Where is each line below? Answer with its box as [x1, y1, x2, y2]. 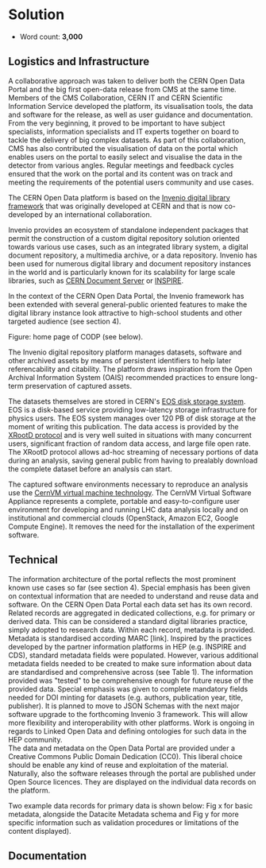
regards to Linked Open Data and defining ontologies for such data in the [8, 726, 247, 736]
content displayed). [8, 826, 71, 835]
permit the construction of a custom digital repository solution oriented [8, 233, 240, 243]
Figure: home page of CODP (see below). [8, 331, 144, 341]
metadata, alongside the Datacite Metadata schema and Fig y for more [8, 809, 240, 819]
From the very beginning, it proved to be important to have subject [8, 118, 226, 128]
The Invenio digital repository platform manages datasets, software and [8, 347, 242, 357]
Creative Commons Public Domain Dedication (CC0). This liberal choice [8, 751, 243, 761]
